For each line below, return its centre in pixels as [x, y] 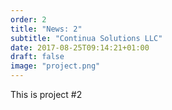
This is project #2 [46, 94]
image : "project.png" [55, 66]
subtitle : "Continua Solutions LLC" [86, 38]
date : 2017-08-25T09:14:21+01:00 [80, 47]
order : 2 [28, 19]
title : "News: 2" [46, 29]
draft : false [37, 57]
